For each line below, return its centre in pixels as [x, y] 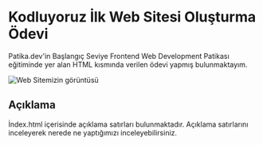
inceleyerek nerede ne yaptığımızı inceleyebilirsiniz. [93, 132]
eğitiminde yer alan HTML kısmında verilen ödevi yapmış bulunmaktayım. [128, 65]
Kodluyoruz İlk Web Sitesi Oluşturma [132, 17]
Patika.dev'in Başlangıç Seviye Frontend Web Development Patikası [119, 56]
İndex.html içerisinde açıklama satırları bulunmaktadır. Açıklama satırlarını [128, 124]
